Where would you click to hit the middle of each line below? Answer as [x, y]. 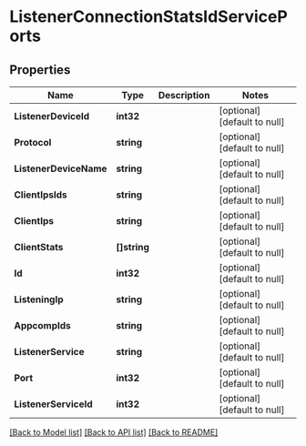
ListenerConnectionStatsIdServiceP [149, 17]
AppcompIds [42, 325]
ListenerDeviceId [52, 116]
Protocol [33, 142]
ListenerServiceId [53, 404]
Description [184, 95]
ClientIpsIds [41, 195]
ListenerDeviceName [61, 168]
